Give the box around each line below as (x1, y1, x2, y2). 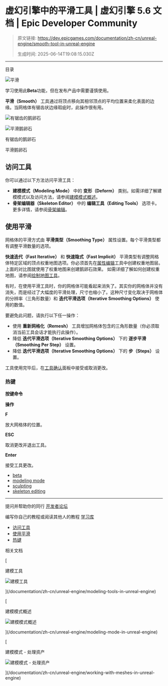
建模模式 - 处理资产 (5, 649, 45, 655)
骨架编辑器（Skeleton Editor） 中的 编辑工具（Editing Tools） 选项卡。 (12, 200, 160, 206)
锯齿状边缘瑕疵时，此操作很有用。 (35, 104, 106, 110)
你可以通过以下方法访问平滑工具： (5, 177, 75, 183)
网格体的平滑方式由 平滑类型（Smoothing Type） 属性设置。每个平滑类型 (5, 236, 156, 243)
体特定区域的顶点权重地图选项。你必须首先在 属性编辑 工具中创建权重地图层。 (5, 260, 163, 266)
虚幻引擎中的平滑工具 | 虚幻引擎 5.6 (5, 5, 151, 16)
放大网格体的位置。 (5, 421, 45, 428)
